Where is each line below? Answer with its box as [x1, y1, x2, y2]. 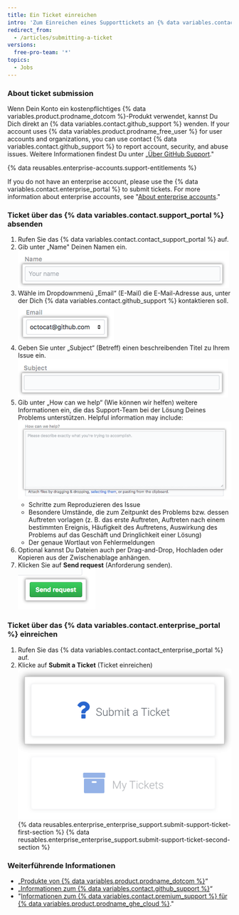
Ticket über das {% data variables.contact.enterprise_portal [7, 621, 221, 631]
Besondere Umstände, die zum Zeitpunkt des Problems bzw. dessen [28, 508, 229, 517]
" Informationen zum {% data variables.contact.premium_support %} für [17, 892, 228, 900]
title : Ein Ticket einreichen [7, 11, 97, 18]
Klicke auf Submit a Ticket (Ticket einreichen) [17, 660, 153, 669]
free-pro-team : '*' [14, 49, 72, 56]
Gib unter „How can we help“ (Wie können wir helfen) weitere [17, 398, 198, 407]
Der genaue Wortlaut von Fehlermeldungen [28, 538, 155, 547]
